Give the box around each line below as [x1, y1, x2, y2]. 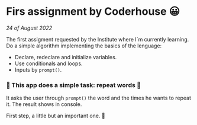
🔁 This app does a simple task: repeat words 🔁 [6, 81, 141, 89]
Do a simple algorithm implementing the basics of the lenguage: [6, 42, 162, 49]
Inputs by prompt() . [14, 66, 62, 73]
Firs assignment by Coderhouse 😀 [6, 5, 180, 18]
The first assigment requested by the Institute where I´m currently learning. [6, 36, 189, 43]
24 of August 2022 [6, 24, 53, 31]
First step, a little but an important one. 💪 [6, 112, 105, 120]
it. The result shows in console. [6, 101, 82, 108]
